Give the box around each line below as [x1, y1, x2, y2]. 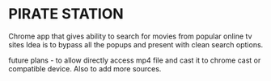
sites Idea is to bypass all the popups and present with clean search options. [8, 39, 264, 49]
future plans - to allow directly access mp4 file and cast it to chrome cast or [8, 55, 261, 65]
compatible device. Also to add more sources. [8, 63, 162, 73]
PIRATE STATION [8, 5, 124, 23]
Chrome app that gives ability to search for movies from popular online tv [8, 31, 252, 41]
